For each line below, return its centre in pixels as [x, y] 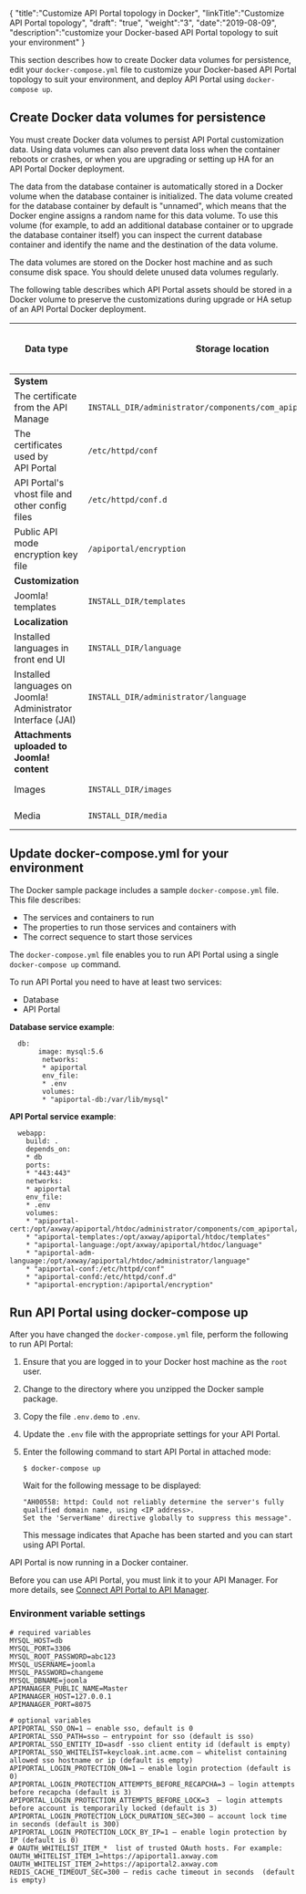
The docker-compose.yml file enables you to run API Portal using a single [144, 954]
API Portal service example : [63, 1116]
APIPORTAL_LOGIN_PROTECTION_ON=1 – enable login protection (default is [150, 1768]
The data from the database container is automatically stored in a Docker [147, 186]
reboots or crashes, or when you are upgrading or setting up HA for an [142, 159]
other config [40, 505]
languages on [43, 685]
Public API [36, 531]
